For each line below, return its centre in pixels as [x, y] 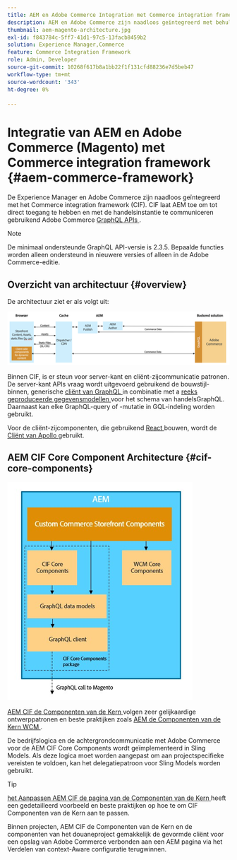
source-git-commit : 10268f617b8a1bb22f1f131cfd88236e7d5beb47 [101, 67]
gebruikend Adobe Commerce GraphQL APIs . [74, 220]
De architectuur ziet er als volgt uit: [58, 301]
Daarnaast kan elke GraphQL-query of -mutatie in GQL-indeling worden [111, 407]
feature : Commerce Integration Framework [69, 52]
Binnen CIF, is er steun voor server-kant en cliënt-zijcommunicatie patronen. [118, 377]
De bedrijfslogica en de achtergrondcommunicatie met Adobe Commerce [114, 740]
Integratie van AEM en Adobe [95, 132]
